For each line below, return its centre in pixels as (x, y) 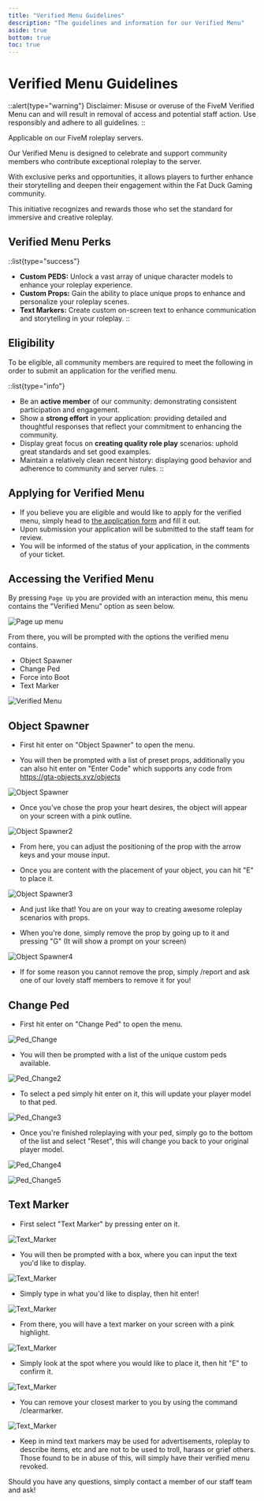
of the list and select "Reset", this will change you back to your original (134, 1141)
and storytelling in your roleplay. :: (74, 318)
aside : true (28, 30)
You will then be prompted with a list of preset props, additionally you (132, 760)
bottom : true (30, 38)
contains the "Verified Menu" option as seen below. (91, 606)
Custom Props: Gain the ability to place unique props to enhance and (132, 293)
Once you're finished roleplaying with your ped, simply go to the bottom (136, 1132)
